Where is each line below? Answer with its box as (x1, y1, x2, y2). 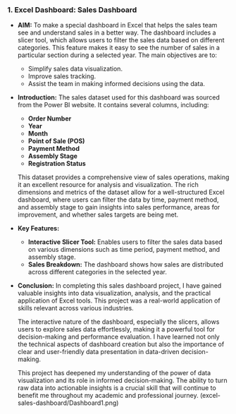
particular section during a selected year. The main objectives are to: (17, 51, 217, 59)
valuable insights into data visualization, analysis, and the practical (17, 289, 211, 298)
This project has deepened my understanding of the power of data (17, 369, 211, 377)
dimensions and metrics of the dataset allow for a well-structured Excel (17, 188, 225, 197)
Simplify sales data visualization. (27, 65, 123, 73)
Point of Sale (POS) (27, 137, 85, 145)
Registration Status (27, 159, 86, 168)
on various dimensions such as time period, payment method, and (27, 245, 221, 254)
